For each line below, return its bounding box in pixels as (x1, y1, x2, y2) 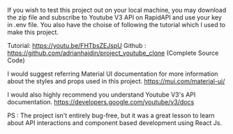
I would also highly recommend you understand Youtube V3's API (7, 90, 196, 99)
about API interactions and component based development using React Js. (7, 119, 222, 127)
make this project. (7, 28, 59, 36)
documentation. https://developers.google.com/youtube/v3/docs (7, 98, 195, 106)
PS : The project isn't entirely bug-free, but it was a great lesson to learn (7, 111, 215, 119)
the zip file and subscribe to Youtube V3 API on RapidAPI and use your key (7, 13, 222, 22)
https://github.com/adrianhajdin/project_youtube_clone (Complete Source (7, 49, 219, 57)
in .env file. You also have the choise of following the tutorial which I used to (7, 21, 226, 28)
